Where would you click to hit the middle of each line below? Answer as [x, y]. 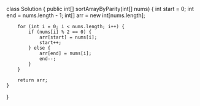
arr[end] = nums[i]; [65, 53]
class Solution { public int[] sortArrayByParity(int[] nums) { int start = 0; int [100, 9]
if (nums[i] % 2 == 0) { [60, 32]
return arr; [33, 80]
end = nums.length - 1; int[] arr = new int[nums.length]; [76, 15]
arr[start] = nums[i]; [68, 37]
